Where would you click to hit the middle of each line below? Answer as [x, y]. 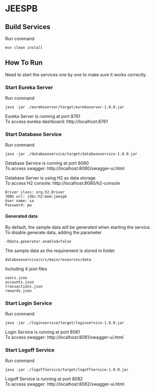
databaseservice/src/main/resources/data [48, 259]
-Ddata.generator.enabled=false [38, 241]
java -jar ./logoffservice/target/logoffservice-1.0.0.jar [67, 370]
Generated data [21, 216]
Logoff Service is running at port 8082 [44, 379]
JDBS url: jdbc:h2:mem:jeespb [36, 197]
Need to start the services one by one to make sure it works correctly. [76, 74]
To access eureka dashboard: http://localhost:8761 [57, 122]
